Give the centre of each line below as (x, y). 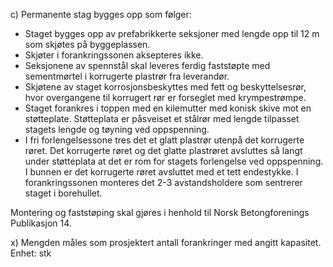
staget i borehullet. (63, 193)
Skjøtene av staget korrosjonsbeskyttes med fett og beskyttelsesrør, (165, 87)
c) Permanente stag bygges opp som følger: (101, 14)
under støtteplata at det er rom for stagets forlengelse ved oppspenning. (174, 161)
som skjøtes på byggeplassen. (87, 44)
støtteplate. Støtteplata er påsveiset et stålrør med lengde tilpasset (162, 118)
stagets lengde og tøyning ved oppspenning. (117, 129)
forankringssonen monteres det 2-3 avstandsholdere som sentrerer (163, 182)
